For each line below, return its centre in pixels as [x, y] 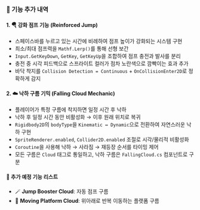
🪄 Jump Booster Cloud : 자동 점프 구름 [61, 191]
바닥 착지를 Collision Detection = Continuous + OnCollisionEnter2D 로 [101, 71]
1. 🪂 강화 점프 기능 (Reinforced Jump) [52, 25]
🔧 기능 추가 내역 [27, 9]
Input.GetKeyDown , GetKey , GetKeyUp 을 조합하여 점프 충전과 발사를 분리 [98, 56]
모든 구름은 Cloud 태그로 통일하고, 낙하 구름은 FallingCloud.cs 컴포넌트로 [101, 154]
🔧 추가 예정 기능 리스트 [32, 176]
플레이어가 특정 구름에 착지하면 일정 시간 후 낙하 [70, 109]
